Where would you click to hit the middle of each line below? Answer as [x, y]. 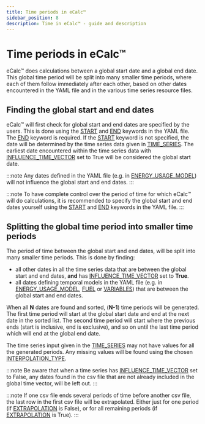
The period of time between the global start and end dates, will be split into [101, 251]
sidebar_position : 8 [33, 18]
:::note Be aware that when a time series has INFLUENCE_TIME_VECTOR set [102, 370]
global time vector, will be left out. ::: [52, 383]
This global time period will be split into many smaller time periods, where [99, 77]
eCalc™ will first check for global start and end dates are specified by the [98, 125]
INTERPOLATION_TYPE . [36, 358]
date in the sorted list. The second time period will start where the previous [101, 320]
